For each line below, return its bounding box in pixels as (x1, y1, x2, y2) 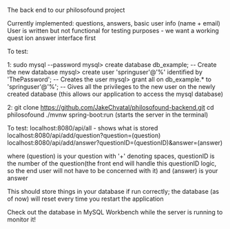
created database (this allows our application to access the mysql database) (7, 90, 224, 98)
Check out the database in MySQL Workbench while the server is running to (7, 208, 223, 216)
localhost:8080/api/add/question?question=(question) (7, 131, 161, 139)
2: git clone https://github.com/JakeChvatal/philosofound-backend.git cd (7, 103, 215, 111)
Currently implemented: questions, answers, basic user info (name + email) (7, 19, 220, 27)
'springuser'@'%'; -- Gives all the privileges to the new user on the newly (7, 83, 216, 90)
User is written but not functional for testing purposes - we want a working (7, 27, 219, 34)
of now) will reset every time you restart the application (7, 195, 164, 203)
